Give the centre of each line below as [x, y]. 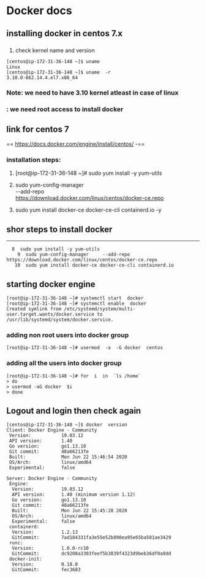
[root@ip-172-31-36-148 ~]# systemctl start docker [75, 298]
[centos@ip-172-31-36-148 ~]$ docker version [67, 425]
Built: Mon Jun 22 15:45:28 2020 [70, 511]
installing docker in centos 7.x [64, 33]
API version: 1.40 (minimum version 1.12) [74, 495]
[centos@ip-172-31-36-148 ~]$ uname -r [59, 72]
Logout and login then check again [74, 411]
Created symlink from [34, 309]
